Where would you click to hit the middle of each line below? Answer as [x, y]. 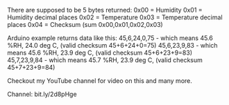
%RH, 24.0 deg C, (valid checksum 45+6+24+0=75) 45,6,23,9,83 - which [112, 45]
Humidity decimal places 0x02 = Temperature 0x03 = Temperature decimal [115, 17]
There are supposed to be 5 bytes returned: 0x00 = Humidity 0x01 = [105, 10]
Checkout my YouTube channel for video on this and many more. [100, 81]
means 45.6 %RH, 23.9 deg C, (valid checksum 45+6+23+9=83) [100, 52]
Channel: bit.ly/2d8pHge [42, 94]
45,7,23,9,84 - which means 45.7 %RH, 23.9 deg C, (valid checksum [105, 60]
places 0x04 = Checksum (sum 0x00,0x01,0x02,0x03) [85, 25]
